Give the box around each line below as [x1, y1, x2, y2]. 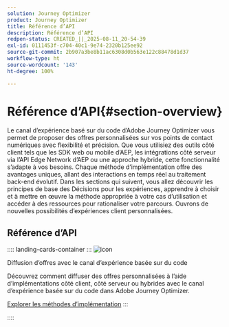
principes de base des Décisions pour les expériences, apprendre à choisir [7, 185, 219, 193]
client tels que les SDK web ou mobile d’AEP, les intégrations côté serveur [7, 148, 216, 157]
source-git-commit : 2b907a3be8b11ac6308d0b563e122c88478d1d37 [7, 49, 189, 56]
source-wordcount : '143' [7, 61, 78, 68]
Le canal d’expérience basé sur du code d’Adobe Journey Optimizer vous [7, 126, 215, 135]
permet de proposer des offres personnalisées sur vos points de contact [7, 134, 213, 142]
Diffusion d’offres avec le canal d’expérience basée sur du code [7, 259, 188, 267]
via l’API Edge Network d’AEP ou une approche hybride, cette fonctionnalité [7, 156, 220, 164]
